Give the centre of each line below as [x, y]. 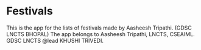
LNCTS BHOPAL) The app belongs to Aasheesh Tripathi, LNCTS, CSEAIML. [100, 34]
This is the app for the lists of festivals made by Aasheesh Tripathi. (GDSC [99, 28]
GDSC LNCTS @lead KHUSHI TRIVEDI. [55, 40]
